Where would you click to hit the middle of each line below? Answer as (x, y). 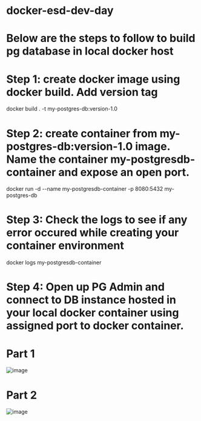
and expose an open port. (124, 172)
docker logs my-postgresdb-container (54, 262)
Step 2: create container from (82, 133)
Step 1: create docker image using (93, 79)
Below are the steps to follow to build (101, 39)
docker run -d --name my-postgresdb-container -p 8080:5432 (85, 189)
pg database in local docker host (90, 51)
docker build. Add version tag (82, 92)
